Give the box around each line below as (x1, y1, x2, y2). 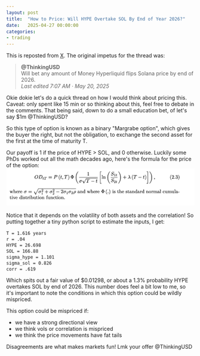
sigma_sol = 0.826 (6, 260, 52, 266)
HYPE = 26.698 (6, 242, 42, 248)
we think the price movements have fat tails (14, 332, 122, 339)
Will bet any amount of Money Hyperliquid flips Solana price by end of (20, 70, 194, 77)
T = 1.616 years (6, 230, 47, 236)
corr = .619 (6, 266, 36, 272)
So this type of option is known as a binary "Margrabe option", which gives (6, 125, 190, 132)
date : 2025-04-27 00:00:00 (6, 22, 79, 28)
